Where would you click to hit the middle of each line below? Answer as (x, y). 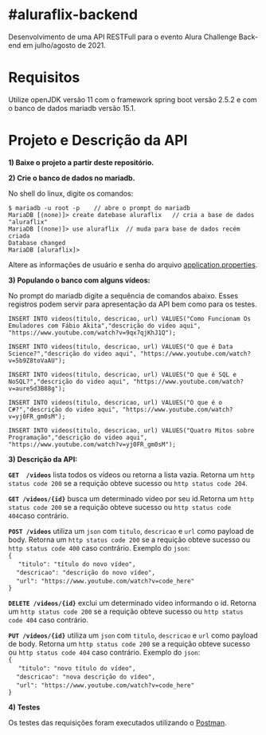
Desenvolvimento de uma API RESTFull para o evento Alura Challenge (123, 37)
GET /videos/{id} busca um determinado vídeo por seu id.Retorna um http (131, 498)
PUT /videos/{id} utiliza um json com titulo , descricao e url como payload (133, 635)
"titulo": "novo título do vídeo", (77, 668)
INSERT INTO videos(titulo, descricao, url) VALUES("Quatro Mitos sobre (131, 430)
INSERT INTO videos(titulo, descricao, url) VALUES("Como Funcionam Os (129, 318)
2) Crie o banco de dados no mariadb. (72, 178)
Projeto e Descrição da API (98, 140)
